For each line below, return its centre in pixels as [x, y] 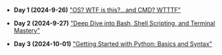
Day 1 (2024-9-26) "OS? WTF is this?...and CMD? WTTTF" [97, 10]
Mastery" [27, 31]
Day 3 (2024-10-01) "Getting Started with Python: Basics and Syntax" [113, 44]
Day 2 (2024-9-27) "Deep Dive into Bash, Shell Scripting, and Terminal [114, 23]
